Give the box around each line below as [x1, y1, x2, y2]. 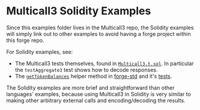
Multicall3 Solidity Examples [6, 4, 151, 18]
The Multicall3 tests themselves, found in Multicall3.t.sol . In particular [14, 60, 194, 67]
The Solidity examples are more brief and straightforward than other [6, 84, 175, 91]
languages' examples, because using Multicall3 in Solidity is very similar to [6, 90, 191, 97]
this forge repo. [6, 36, 44, 44]
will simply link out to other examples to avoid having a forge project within [6, 30, 191, 37]
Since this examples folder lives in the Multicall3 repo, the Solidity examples [6, 24, 194, 31]
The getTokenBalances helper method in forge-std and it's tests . [14, 72, 172, 80]
